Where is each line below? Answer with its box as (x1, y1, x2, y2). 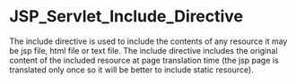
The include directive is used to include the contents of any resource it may (9, 36, 288, 46)
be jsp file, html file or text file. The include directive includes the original (9, 45, 278, 55)
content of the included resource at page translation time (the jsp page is (9, 55, 280, 65)
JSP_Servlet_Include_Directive (9, 6, 244, 27)
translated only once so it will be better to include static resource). (9, 64, 254, 75)
